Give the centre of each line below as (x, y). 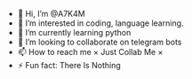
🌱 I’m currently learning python (74, 32)
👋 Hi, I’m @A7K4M (52, 14)
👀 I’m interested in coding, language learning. (100, 23)
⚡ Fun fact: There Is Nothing (69, 65)
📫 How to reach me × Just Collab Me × (90, 52)
